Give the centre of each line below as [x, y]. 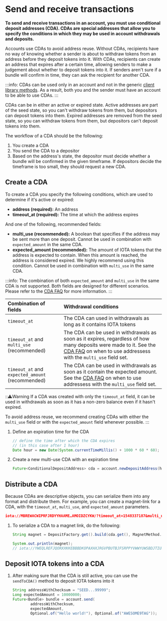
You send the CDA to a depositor [46, 151]
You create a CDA [30, 145]
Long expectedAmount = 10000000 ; [47, 595]
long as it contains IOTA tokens [100, 324]
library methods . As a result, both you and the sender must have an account [83, 90]
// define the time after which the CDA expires [64, 441]
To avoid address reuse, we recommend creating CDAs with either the [77, 417]
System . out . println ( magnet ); [42, 543]
